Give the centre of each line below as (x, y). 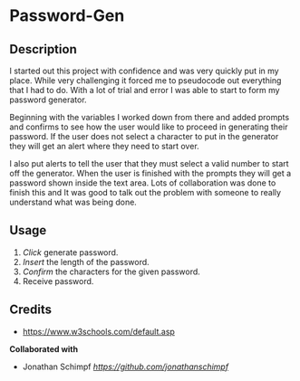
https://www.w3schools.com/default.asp (98, 331)
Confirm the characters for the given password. (111, 271)
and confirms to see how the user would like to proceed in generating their (149, 127)
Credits (31, 310)
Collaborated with (44, 348)
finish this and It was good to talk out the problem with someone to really (145, 192)
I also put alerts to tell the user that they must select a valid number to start (149, 163)
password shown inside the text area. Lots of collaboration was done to (143, 183)
